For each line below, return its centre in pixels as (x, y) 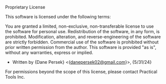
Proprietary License (25, 7)
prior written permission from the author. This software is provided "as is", (81, 47)
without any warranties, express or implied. (49, 52)
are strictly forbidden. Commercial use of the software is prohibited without (82, 42)
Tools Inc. (15, 77)
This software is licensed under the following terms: (58, 17)
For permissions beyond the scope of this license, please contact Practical (81, 72)
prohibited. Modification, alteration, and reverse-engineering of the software (83, 37)
